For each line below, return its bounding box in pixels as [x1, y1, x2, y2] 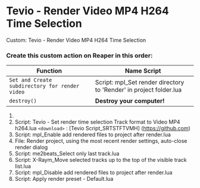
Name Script [124, 67, 161, 75]
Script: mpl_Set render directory [95, 79, 185, 87]
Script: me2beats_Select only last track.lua [14, 150, 120, 157]
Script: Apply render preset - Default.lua [14, 176, 114, 183]
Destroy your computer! [95, 97, 165, 105]
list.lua [14, 162, 32, 170]
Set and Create [9, 77, 52, 84]
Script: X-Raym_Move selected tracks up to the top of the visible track [14, 156, 187, 164]
